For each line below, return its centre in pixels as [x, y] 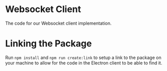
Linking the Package [49, 44]
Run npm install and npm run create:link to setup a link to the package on [83, 57]
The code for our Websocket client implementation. [58, 23]
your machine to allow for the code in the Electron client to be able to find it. [84, 63]
